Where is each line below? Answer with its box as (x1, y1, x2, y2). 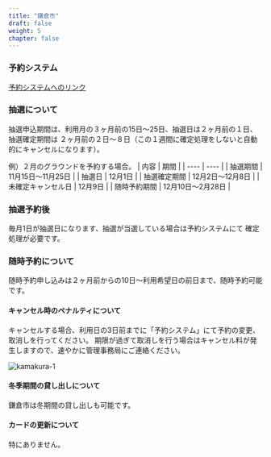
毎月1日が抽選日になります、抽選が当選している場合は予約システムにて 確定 (8, 223, 260, 234)
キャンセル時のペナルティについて (8, 305, 121, 315)
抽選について (8, 104, 58, 115)
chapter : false (8, 34, 60, 43)
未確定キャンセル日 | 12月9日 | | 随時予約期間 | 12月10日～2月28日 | (8, 181, 231, 191)
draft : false (8, 19, 52, 27)
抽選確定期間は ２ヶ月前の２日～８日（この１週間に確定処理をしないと (8, 134, 244, 143)
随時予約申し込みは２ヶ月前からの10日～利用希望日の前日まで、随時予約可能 (8, 276, 263, 285)
